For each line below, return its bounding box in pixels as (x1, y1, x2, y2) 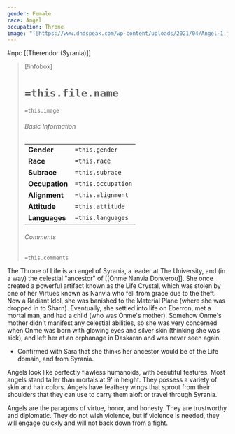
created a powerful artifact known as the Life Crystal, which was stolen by (7, 281, 222, 290)
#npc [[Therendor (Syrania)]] (7, 49, 91, 57)
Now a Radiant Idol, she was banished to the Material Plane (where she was (7, 296, 226, 305)
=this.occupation (74, 180, 133, 188)
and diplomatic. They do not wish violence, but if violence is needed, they (7, 411, 220, 419)
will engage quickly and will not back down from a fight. (7, 419, 168, 427)
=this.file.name (24, 87, 119, 100)
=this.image (24, 108, 59, 115)
